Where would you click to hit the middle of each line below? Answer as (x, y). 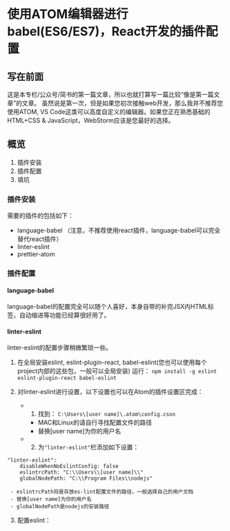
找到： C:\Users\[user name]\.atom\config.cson (107, 414)
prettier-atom (36, 254)
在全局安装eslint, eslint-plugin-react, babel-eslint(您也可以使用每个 (112, 362)
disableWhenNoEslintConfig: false (69, 467)
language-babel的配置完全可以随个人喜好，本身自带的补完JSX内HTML (108, 307)
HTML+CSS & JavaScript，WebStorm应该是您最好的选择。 (91, 120)
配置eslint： (34, 521)
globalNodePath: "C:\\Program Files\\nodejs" (86, 478)
